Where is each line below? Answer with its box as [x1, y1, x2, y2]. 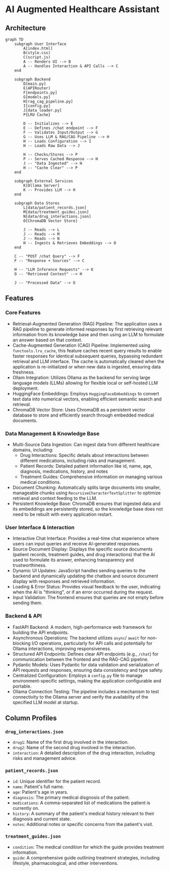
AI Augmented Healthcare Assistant [5, 4, 160, 15]
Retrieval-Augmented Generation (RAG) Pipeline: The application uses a [12, 320, 162, 327]
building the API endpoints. [12, 629, 69, 635]
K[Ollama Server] [23, 183, 60, 188]
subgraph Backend [14, 77, 51, 82]
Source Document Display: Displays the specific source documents [12, 546, 153, 552]
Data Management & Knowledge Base [5, 430, 100, 437]
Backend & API [5, 613, 42, 620]
